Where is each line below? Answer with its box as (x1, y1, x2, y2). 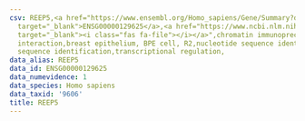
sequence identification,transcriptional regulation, (17, 47, 225, 56)
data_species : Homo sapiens (9, 81, 116, 90)
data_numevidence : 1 (9, 73, 88, 82)
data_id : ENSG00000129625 (9, 65, 107, 74)
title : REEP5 (9, 97, 59, 107)
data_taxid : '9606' (9, 89, 84, 98)
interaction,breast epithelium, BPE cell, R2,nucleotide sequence (17, 38, 274, 48)
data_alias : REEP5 (9, 55, 79, 65)
